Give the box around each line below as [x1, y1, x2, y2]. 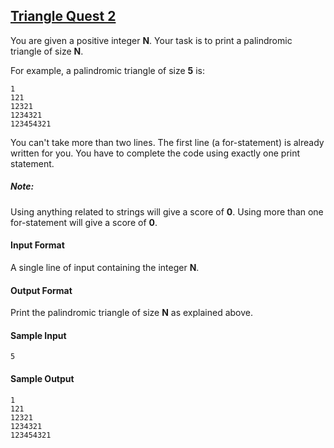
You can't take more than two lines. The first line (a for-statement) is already [10, 136, 325, 148]
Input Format [10, 239, 65, 251]
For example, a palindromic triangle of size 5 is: [10, 64, 206, 76]
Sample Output [10, 372, 75, 384]
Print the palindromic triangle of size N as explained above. [10, 307, 254, 319]
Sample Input [10, 329, 67, 341]
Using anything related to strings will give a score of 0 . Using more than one [10, 205, 324, 218]
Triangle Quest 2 [10, 8, 117, 25]
